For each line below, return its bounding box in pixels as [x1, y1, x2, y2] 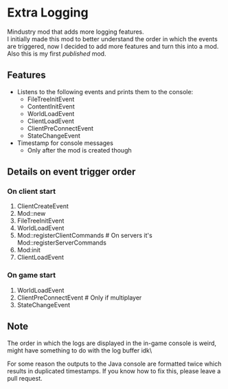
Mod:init [16, 246, 41, 254]
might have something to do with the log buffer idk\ [7, 346, 152, 355]
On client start [7, 187, 56, 197]
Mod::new [16, 210, 46, 218]
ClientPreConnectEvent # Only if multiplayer [16, 293, 142, 302]
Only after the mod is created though [27, 146, 132, 154]
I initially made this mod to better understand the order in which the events [7, 34, 218, 43]
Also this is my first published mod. [7, 49, 106, 58]
